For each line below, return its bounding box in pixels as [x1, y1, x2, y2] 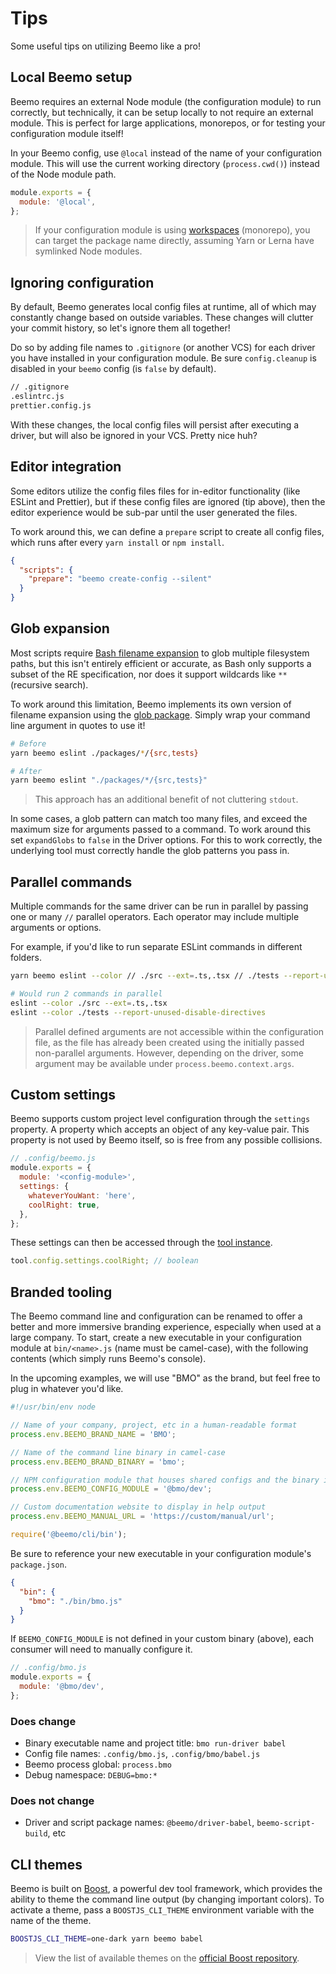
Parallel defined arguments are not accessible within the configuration [34, 1025, 325, 1037]
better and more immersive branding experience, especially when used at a [10, 1321, 322, 1333]
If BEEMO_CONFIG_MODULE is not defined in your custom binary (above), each [10, 1633, 314, 1645]
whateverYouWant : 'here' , [28, 1190, 137, 1201]
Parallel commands [10, 873, 133, 891]
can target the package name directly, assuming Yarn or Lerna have [34, 235, 315, 247]
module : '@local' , [19, 197, 97, 207]
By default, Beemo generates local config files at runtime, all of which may [10, 301, 317, 313]
